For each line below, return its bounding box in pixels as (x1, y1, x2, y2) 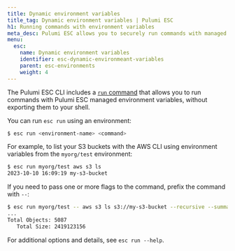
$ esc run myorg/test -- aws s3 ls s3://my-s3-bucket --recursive (7, 203, 205, 210)
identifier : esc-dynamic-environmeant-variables (20, 56, 164, 63)
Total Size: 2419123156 (16, 223, 86, 230)
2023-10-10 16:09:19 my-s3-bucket (7, 170, 108, 177)
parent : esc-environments (20, 62, 96, 69)
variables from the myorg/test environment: (7, 150, 133, 158)
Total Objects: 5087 (7, 216, 68, 224)
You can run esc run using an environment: (7, 116, 131, 124)
